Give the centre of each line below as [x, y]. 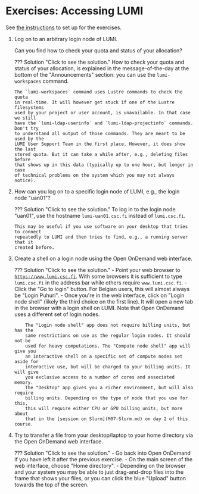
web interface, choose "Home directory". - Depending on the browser [100, 465]
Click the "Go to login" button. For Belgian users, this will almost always [102, 289]
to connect [28, 232]
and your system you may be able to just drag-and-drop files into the [99, 472]
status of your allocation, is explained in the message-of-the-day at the [102, 68]
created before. [34, 247]
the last [25, 149]
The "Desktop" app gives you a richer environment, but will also [109, 387]
